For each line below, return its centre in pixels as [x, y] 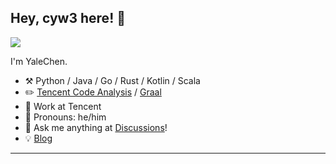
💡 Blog [38, 138]
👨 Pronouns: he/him [65, 117]
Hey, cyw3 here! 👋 [68, 18]
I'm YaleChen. [39, 61]
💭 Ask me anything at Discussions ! [96, 127]
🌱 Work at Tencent [63, 106]
